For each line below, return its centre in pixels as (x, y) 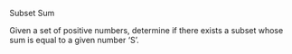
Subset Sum (32, 13)
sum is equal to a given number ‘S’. (74, 40)
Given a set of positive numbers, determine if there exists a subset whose (146, 30)
